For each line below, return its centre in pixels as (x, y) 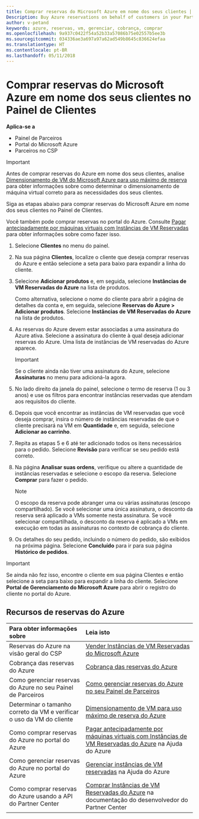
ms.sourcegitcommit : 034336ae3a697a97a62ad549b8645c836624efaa (86, 39)
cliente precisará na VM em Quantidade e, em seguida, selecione (95, 425)
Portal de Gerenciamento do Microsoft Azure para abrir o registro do (91, 587)
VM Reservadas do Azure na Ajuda (134, 744)
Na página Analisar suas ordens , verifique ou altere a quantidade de (99, 467)
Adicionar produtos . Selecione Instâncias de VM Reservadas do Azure (103, 311)
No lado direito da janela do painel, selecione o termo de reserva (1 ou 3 (102, 389)
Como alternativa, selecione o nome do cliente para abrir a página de (99, 299)
